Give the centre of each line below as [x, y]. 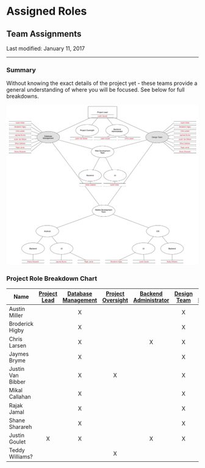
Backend [151, 293]
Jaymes [19, 354]
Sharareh [20, 426]
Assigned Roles [47, 11]
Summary [21, 70]
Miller [16, 315]
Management [80, 300]
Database [80, 293]
